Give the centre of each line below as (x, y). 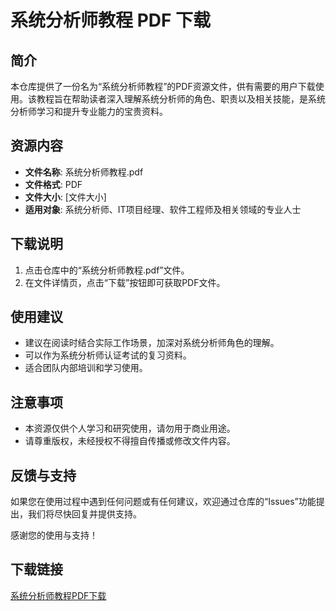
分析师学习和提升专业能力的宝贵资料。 (89, 111)
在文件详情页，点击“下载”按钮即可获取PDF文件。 (125, 282)
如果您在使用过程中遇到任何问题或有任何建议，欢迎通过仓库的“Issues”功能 (163, 502)
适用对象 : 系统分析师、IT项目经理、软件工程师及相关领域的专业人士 (163, 209)
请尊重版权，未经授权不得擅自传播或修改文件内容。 (130, 441)
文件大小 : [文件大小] (65, 197)
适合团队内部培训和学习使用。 (86, 368)
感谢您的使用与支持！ (54, 535)
